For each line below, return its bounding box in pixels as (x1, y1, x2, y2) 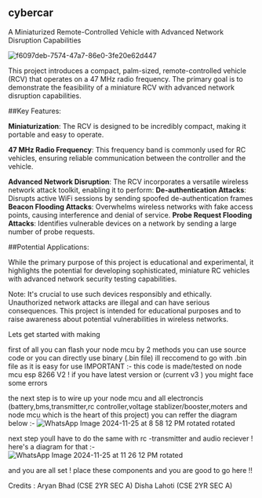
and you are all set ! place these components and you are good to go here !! (8, 465, 253, 474)
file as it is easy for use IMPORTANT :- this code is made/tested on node (8, 361, 242, 371)
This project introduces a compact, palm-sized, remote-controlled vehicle (8, 66, 247, 75)
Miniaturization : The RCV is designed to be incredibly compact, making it (8, 121, 247, 130)
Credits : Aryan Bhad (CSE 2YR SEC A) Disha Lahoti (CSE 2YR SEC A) (8, 481, 233, 490)
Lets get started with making (8, 329, 100, 339)
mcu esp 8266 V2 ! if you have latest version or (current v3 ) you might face (8, 369, 253, 379)
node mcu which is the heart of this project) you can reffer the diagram (8, 410, 238, 419)
